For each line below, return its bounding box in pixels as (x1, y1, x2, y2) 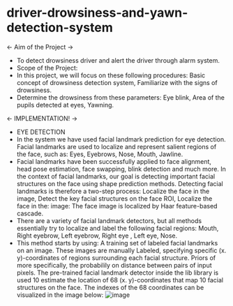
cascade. (16, 209, 43, 217)
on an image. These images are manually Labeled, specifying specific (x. (16, 246, 227, 254)
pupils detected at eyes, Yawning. (16, 100, 114, 109)
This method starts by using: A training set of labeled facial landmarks (16, 238, 218, 247)
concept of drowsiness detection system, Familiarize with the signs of (16, 78, 218, 86)
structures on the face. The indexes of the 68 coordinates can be (16, 283, 204, 291)
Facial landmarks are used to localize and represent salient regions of (16, 142, 217, 151)
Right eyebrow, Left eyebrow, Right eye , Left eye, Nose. (16, 231, 178, 240)
